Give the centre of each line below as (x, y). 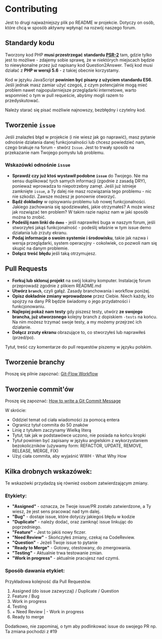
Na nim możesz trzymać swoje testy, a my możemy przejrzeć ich (77, 322)
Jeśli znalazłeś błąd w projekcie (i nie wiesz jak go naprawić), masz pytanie (80, 137)
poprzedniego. (27, 527)
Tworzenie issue (30, 125)
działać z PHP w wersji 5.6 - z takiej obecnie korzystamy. (62, 70)
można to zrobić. (29, 217)
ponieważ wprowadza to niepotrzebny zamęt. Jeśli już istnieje (74, 186)
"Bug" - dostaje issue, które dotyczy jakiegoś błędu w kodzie (73, 517)
